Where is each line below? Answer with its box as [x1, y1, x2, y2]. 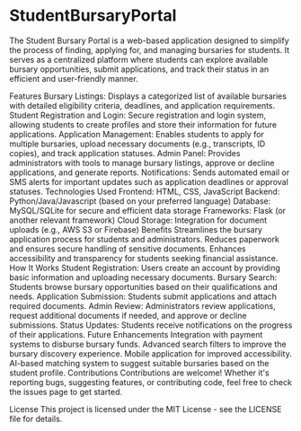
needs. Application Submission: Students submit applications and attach [9, 291, 277, 302]
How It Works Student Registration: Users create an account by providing [9, 262, 281, 273]
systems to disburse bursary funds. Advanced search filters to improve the [9, 339, 287, 349]
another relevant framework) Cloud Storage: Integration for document [9, 215, 268, 225]
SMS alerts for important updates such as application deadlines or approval [9, 176, 289, 187]
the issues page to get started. [9, 386, 123, 397]
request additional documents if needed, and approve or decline [9, 310, 247, 321]
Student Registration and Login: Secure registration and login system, [9, 110, 267, 120]
